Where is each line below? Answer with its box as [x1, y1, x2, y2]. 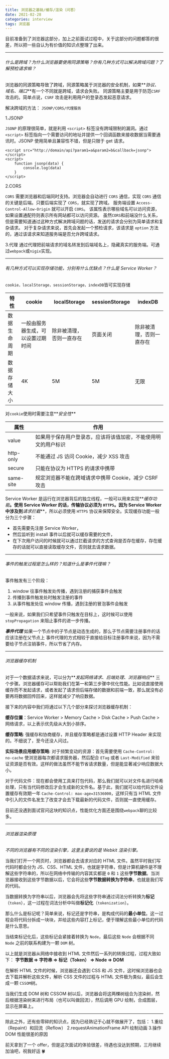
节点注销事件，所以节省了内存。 [18, 641, 84, 647]
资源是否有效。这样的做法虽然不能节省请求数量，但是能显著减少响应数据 [9, 761, 159, 767]
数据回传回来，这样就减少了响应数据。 [18, 693, 98, 699]
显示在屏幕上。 [5, 1003, 36, 1009]
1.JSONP [5, 115, 24, 121]
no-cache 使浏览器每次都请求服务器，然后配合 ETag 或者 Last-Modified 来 [5, 754, 155, 761]
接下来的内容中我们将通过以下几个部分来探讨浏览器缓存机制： [5, 704, 133, 710]
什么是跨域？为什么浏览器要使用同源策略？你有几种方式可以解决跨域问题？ [5, 59, 159, 65]
